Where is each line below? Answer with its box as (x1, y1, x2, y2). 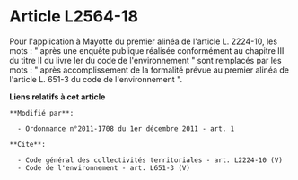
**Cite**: (9, 140, 47, 149)
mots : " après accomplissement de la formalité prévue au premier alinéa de (9, 64, 290, 75)
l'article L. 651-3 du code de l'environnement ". (9, 73, 182, 84)
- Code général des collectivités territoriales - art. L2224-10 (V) (17, 155, 283, 165)
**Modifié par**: (9, 108, 74, 117)
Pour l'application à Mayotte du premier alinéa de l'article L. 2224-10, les (9, 36, 278, 47)
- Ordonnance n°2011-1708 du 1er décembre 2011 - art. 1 (17, 124, 235, 133)
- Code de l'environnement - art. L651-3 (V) (17, 163, 191, 172)
